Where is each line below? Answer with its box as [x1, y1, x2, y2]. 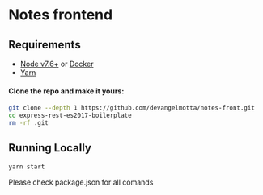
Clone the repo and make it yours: [8, 86, 125, 96]
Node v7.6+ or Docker [19, 59, 94, 68]
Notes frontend [8, 6, 113, 24]
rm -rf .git [8, 118, 49, 127]
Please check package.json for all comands [8, 177, 154, 187]
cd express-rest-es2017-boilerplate [8, 111, 132, 120]
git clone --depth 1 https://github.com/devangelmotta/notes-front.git [8, 104, 255, 112]
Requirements [8, 38, 81, 52]
